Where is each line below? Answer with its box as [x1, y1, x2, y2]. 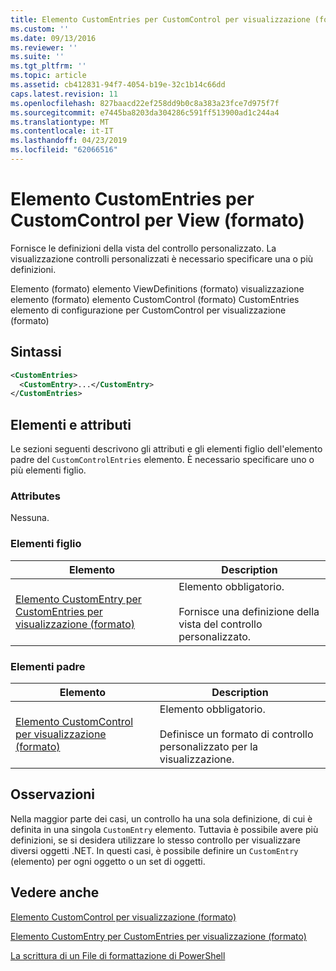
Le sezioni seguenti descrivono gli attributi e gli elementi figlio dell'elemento [10, 443, 323, 455]
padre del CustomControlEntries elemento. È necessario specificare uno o [10, 454, 315, 466]
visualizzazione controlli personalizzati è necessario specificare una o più [10, 252, 314, 265]
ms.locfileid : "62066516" [10, 145, 118, 155]
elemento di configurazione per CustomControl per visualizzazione [10, 304, 287, 316]
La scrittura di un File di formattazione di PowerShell [10, 949, 226, 961]
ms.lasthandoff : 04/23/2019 [10, 136, 128, 146]
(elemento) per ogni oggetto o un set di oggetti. [10, 855, 206, 867]
